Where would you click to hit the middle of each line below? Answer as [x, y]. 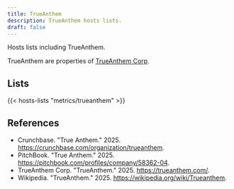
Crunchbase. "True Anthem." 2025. [69, 140]
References [33, 123]
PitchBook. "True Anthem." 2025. [66, 155]
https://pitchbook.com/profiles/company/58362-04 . [94, 163]
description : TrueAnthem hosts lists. [65, 21]
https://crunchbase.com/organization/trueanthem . [91, 147]
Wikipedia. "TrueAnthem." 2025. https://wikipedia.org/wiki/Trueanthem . [122, 178]
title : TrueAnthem [34, 14]
